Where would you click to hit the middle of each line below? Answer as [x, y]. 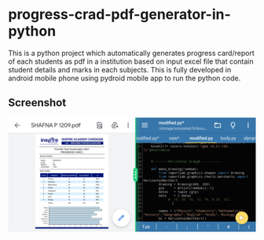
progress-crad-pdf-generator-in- [120, 15]
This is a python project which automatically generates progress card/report [132, 53]
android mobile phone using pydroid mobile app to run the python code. [125, 78]
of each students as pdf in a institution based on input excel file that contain [131, 61]
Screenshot [37, 103]
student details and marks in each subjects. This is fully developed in [120, 69]
